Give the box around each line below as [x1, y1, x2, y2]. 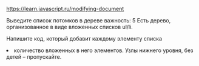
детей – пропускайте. [6, 53, 62, 60]
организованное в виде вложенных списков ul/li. [6, 24, 133, 30]
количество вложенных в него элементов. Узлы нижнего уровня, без [14, 47, 194, 54]
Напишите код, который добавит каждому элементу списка [6, 35, 163, 42]
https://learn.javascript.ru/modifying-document [6, 5, 124, 12]
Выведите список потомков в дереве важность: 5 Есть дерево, [6, 17, 171, 24]
